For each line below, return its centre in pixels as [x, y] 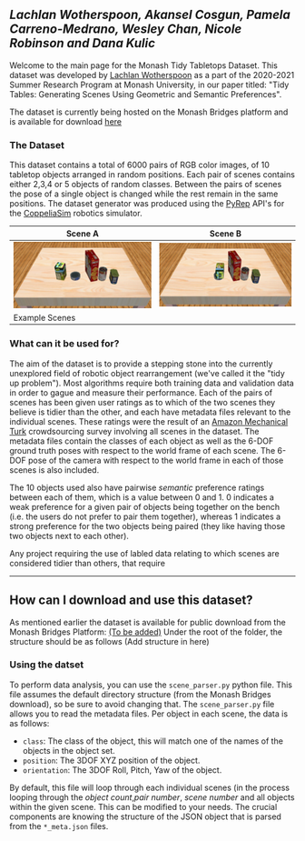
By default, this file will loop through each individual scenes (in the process [150, 787]
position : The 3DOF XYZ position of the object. [111, 760]
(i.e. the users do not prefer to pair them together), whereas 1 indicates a [145, 516]
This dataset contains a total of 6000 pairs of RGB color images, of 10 [139, 165]
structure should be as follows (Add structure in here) [110, 641]
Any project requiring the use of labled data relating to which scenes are [144, 553]
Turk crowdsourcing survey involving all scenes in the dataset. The [135, 431]
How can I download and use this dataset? [131, 601]
